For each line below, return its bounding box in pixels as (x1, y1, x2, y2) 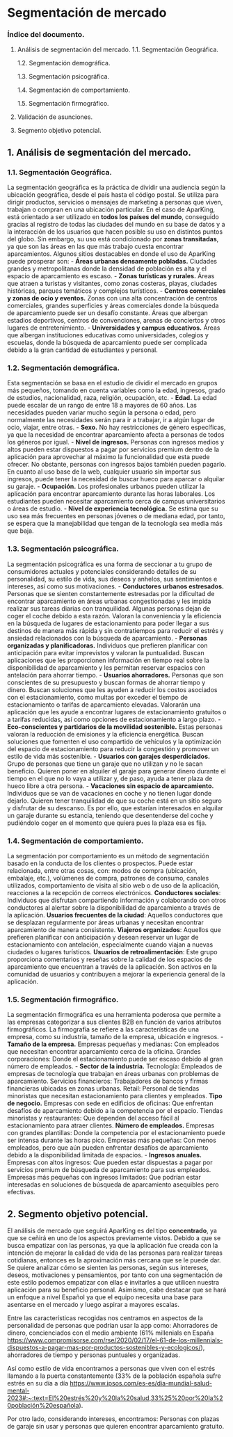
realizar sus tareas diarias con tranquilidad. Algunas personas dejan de (7, 604, 211, 613)
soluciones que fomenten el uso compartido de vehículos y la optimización (7, 737, 222, 746)
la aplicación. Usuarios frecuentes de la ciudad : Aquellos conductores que (7, 911, 223, 920)
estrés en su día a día (7, 1379, 69, 1388)
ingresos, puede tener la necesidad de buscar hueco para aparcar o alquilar (7, 475, 225, 483)
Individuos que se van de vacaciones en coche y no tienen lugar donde (7, 789, 212, 797)
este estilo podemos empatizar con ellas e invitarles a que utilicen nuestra (7, 1278, 220, 1287)
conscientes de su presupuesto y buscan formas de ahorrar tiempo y (7, 678, 206, 687)
